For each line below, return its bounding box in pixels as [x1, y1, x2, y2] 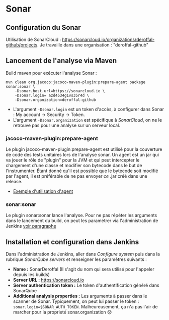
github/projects [6, 42, 38, 48]
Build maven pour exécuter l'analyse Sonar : [6, 70, 97, 76]
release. [6, 179, 23, 185]
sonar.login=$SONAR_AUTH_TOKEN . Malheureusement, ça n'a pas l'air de [13, 304, 158, 310]
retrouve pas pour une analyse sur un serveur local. [13, 122, 120, 128]
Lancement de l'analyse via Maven [6, 57, 117, 65]
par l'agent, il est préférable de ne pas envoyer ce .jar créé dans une [6, 173, 147, 179]
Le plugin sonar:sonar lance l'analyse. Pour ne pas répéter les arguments [6, 212, 157, 219]
